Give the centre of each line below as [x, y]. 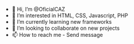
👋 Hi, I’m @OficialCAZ [38, 9]
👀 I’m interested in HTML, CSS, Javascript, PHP [70, 15]
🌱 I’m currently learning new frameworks [62, 22]
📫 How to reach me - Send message [57, 35]
